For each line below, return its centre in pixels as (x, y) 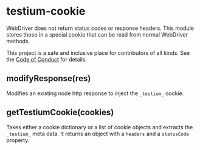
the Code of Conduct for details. (47, 59)
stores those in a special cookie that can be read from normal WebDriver (97, 34)
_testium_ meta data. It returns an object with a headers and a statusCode (98, 134)
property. (18, 140)
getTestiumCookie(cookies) (60, 112)
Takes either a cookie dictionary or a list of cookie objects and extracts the (100, 127)
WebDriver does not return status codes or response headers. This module (100, 28)
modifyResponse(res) (49, 78)
